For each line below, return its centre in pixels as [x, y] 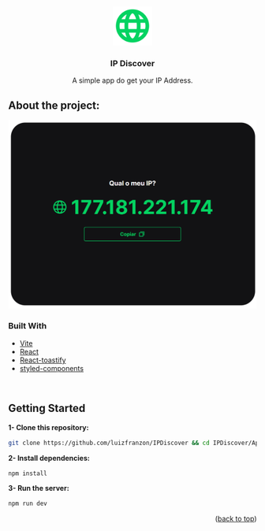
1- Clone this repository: [49, 427]
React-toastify [43, 360]
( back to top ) [236, 519]
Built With [28, 326]
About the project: [54, 105]
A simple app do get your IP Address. [132, 80]
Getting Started [47, 408]
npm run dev [28, 504]
